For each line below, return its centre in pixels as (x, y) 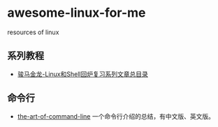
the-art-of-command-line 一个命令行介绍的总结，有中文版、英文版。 (116, 116)
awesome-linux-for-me (77, 13)
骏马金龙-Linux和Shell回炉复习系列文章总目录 (82, 74)
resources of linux (33, 32)
